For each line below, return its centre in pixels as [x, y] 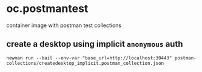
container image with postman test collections [64, 25]
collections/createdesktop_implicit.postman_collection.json [85, 63]
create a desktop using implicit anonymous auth [95, 44]
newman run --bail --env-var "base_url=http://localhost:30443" [89, 58]
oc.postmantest [47, 9]
